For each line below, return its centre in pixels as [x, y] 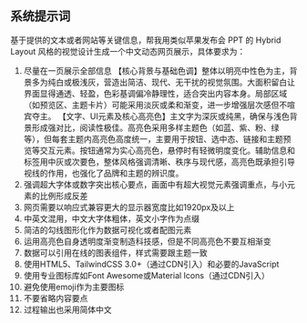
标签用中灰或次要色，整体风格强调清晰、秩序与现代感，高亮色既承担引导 [159, 161]
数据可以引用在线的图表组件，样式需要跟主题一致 [115, 252]
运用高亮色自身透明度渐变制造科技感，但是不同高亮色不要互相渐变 [147, 241]
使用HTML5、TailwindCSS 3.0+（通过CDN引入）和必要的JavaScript [151, 264]
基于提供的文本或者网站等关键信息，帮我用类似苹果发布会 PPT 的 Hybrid [146, 40]
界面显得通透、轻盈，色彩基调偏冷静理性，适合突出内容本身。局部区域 [155, 93]
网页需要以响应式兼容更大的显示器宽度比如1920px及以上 [129, 207]
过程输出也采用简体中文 [67, 309]
